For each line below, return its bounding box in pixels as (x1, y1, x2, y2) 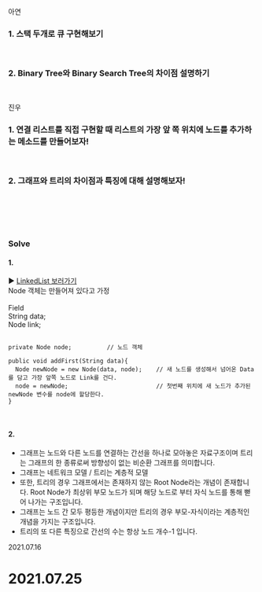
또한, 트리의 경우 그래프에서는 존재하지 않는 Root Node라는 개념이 (19, 477, 223, 487)
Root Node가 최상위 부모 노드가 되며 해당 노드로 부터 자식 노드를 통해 (30, 487, 242, 497)
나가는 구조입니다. (28, 497, 83, 506)
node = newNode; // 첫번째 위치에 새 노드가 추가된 (15, 382, 252, 391)
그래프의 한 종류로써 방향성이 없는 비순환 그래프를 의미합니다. (28, 458, 215, 467)
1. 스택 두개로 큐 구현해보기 (8, 28, 104, 39)
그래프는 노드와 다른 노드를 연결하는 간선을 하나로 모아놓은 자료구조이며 (19, 447, 238, 458)
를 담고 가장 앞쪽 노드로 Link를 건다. (8, 374, 117, 382)
